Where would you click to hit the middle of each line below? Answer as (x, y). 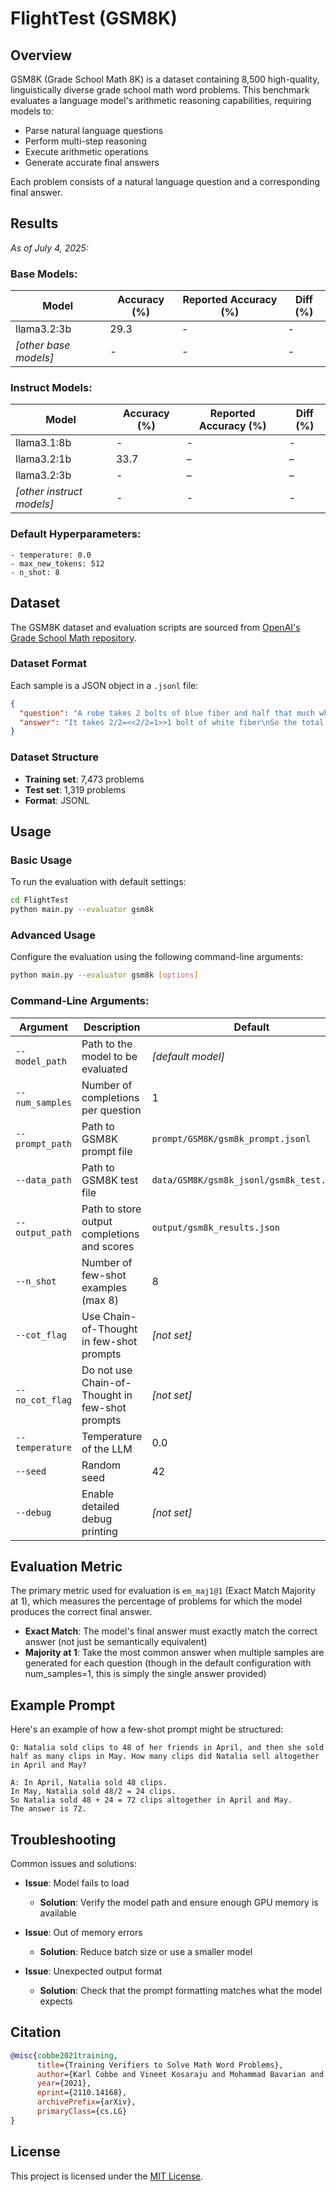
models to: (32, 111)
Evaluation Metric (66, 1566)
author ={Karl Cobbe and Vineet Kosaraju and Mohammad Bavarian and (180, 2074)
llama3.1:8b (43, 443)
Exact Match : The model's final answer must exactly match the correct (171, 1631)
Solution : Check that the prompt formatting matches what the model (181, 1990)
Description (112, 1027)
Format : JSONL (57, 800)
